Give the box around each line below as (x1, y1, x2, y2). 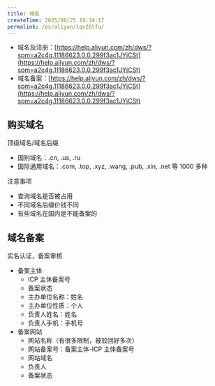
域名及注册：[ (17, 43, 57, 52)
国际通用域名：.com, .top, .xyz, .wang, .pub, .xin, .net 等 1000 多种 (17, 162, 208, 171)
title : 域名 (7, 10, 40, 17)
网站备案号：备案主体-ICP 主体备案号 (27, 345, 135, 353)
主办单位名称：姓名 (27, 292, 84, 301)
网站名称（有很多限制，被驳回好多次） (27, 336, 138, 344)
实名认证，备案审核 (7, 252, 63, 260)
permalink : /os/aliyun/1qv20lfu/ (7, 23, 105, 30)
